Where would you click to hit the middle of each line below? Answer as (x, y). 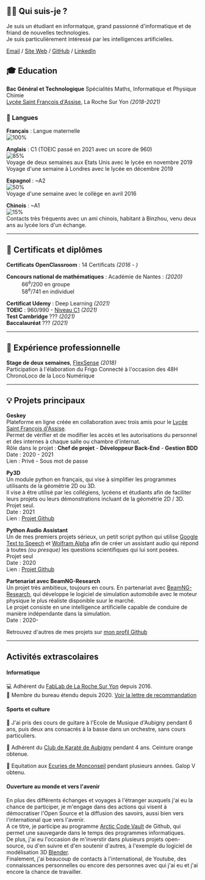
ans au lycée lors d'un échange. (46, 225)
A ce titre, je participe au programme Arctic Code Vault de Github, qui (94, 826)
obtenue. (18, 754)
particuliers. (21, 736)
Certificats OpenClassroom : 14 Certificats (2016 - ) (72, 264)
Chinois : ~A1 (23, 205)
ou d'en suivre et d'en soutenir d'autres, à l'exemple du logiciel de (110, 846)
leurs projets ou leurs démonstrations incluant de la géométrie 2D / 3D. (95, 499)
